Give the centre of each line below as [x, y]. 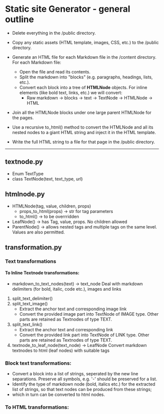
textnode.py [24, 162]
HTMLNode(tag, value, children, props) [51, 206]
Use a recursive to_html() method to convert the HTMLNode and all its [83, 127]
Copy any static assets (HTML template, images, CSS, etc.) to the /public [85, 42]
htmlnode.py [25, 194]
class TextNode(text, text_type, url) [47, 179]
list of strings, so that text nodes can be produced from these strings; [82, 390]
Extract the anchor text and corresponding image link [73, 309]
